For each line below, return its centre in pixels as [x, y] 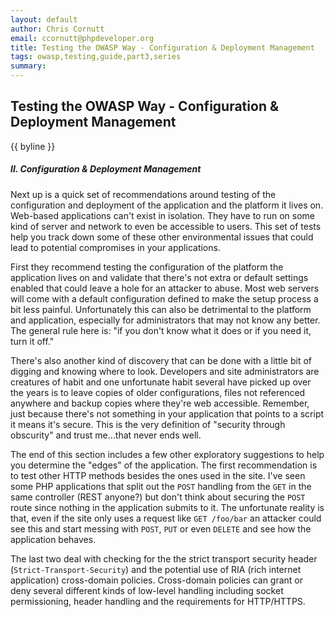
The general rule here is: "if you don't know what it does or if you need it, [161, 330]
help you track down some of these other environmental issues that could [162, 237]
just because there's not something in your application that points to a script [167, 413]
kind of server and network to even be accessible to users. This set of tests [166, 226]
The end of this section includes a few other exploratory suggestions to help [167, 454]
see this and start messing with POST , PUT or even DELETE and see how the [161, 528]
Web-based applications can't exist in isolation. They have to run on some [163, 215]
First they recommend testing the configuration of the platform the [147, 267]
